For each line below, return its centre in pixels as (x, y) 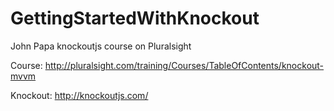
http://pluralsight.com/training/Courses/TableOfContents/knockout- (184, 65)
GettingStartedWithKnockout (135, 18)
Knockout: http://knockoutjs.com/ (79, 95)
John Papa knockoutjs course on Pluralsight (101, 46)
